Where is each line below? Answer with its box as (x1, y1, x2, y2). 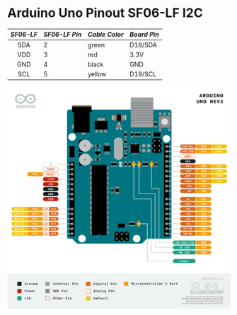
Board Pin (129, 30, 159, 39)
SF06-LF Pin (43, 30, 82, 39)
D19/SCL (129, 70, 157, 78)
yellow (87, 70, 107, 78)
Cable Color (87, 30, 124, 39)
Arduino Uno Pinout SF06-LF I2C (7, 5, 203, 21)
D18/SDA (129, 40, 158, 49)
